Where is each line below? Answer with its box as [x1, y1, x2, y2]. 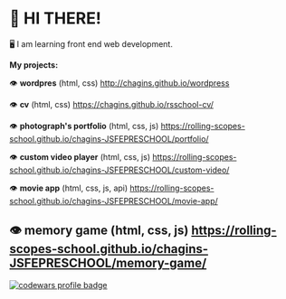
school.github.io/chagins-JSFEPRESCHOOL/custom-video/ [9, 164, 230, 175]
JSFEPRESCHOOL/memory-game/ [9, 256, 207, 271]
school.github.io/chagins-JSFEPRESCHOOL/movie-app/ [9, 195, 219, 206]
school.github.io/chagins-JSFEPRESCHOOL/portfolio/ [9, 133, 210, 144]
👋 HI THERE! [9, 8, 101, 29]
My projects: [9, 59, 59, 70]
